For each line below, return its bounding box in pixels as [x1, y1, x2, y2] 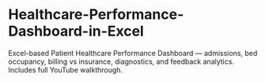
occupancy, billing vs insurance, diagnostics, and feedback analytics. [8, 57, 235, 66]
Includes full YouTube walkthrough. [8, 65, 123, 74]
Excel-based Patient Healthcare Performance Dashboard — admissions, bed [8, 48, 258, 58]
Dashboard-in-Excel [8, 22, 144, 40]
